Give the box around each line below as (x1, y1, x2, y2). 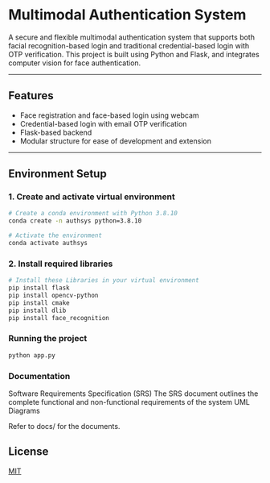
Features (8, 89, 54, 102)
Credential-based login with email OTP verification (19, 119, 187, 128)
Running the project (8, 333, 88, 344)
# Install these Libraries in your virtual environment (8, 277, 199, 285)
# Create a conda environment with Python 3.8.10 (8, 210, 178, 218)
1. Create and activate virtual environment (8, 191, 175, 202)
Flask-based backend (19, 127, 92, 137)
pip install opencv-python (8, 291, 99, 299)
